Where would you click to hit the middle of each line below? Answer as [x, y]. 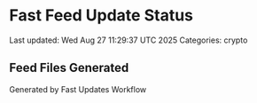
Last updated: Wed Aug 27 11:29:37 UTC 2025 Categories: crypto [128, 40]
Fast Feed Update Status [101, 16]
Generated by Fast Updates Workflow [78, 89]
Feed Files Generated [69, 68]
